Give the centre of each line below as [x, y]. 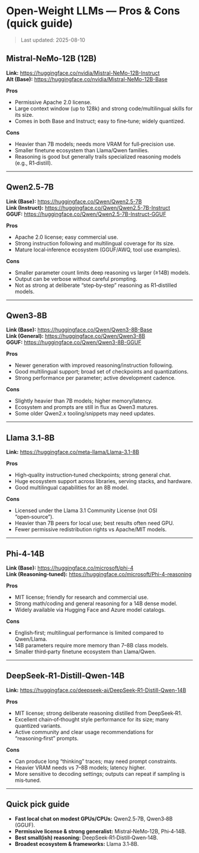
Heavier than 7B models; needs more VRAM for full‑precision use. [95, 144]
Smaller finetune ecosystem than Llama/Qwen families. [82, 150]
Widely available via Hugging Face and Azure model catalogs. [90, 610]
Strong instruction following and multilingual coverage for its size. [94, 243]
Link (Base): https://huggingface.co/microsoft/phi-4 [70, 568]
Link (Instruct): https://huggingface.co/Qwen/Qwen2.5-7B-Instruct [88, 207]
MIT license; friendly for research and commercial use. [81, 597]
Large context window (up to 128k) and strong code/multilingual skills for [104, 108]
